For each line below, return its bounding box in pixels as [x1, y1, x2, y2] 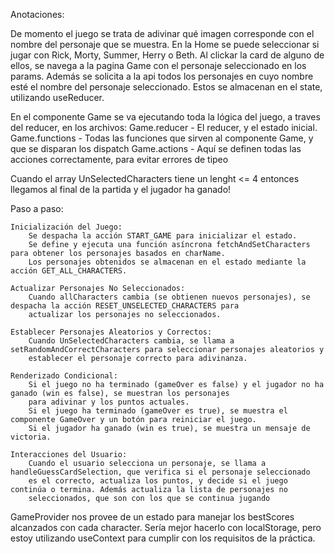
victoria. [10, 432, 52, 442]
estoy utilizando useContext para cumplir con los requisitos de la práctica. [10, 532, 316, 544]
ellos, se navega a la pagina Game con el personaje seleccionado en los [10, 60, 307, 71]
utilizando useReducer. [10, 92, 105, 103]
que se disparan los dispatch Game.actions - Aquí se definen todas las [10, 143, 302, 154]
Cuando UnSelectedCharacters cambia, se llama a [28, 336, 235, 346]
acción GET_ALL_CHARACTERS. [10, 266, 128, 276]
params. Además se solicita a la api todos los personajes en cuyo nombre [10, 70, 314, 82]
